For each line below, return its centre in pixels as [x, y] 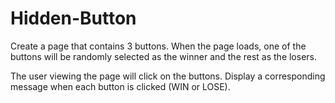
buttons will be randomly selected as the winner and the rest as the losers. [164, 56]
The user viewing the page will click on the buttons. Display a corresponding [168, 76]
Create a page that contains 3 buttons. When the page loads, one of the [158, 46]
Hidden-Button [73, 18]
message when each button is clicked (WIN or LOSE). [120, 86]
